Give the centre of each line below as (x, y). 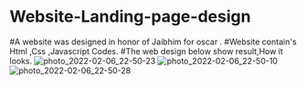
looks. (21, 61)
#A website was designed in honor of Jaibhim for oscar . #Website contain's (153, 42)
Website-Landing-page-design (130, 17)
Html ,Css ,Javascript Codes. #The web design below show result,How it (146, 51)
